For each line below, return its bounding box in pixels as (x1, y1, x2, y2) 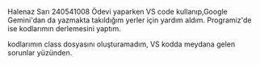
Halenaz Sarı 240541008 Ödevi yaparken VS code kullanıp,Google (7, 7, 228, 16)
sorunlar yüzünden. (7, 48, 73, 57)
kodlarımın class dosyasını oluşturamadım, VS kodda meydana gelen (7, 39, 236, 49)
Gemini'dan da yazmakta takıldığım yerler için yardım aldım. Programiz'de (7, 15, 252, 25)
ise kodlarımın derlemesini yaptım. (7, 24, 122, 33)
